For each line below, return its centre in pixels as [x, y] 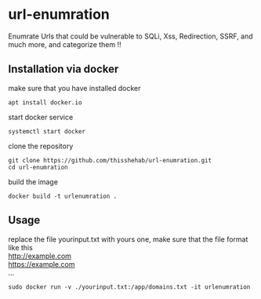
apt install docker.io [45, 102]
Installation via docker [63, 69]
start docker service [41, 117]
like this [20, 247]
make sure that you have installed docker [74, 88]
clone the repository [41, 146]
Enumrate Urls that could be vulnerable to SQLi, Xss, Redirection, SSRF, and [130, 36]
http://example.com [40, 256]
